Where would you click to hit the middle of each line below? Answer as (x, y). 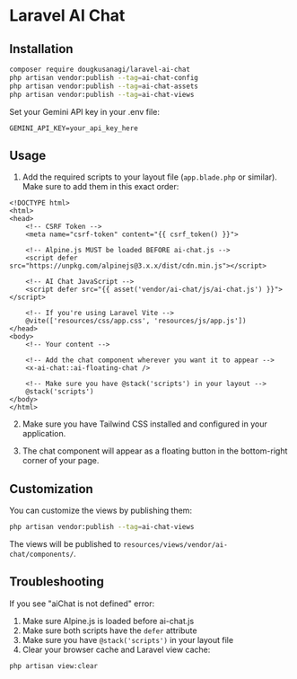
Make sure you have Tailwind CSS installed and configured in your (144, 424)
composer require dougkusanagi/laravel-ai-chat (100, 69)
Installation (41, 49)
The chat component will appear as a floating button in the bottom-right (155, 451)
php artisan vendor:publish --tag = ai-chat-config (104, 77)
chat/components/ (42, 554)
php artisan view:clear (54, 666)
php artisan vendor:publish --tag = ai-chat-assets (104, 86)
